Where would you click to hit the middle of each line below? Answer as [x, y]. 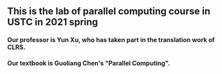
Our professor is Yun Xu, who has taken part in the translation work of [111, 39]
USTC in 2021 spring [53, 22]
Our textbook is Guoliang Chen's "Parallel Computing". [89, 63]
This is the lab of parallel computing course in [109, 11]
